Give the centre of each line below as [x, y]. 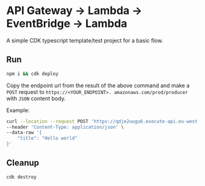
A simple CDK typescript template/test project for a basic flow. [85, 40]
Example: [18, 110]
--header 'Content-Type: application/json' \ [65, 127]
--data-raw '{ [24, 133]
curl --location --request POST [47, 121]
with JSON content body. [36, 98]
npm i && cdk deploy [33, 74]
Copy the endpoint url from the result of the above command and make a [98, 85]
